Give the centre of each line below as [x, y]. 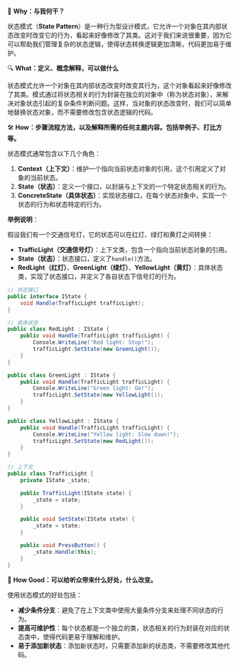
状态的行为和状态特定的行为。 [61, 204]
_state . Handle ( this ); [65, 552]
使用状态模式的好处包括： [45, 595]
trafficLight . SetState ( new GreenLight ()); [97, 349]
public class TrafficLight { [51, 473]
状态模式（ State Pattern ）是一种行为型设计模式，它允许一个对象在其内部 [115, 26]
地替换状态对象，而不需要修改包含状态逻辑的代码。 [82, 112]
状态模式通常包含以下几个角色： [54, 153]
